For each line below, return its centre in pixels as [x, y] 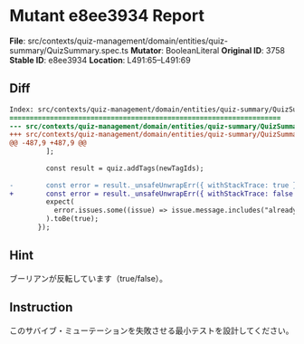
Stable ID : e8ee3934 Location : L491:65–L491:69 [100, 60]
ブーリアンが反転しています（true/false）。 [89, 278]
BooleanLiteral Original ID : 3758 [225, 50]
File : [18, 41]
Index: [22, 110]
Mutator [146, 50]
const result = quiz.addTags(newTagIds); [125, 168]
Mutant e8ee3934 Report [107, 16]
